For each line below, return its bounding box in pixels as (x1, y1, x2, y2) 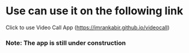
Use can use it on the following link (5, 4, 184, 18)
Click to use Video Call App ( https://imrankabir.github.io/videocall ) (5, 24, 170, 31)
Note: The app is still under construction (5, 39, 126, 47)
